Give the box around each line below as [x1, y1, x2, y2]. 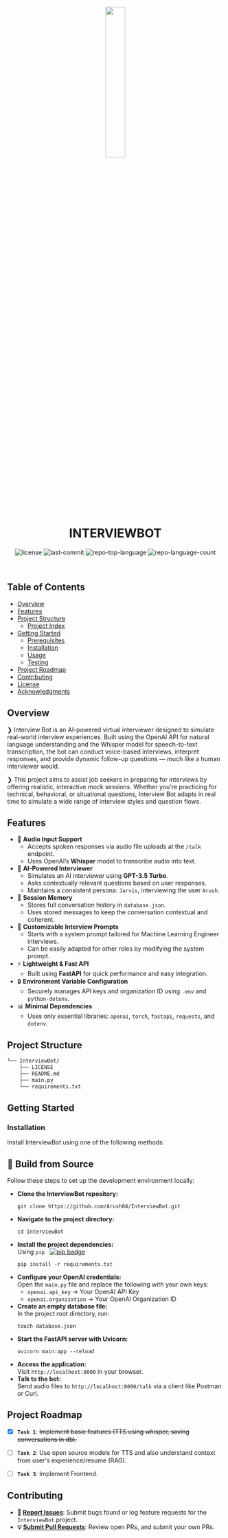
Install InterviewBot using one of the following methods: [7, 1138, 165, 1146]
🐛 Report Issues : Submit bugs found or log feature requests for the [16, 1508, 207, 1516]
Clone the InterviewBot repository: [16, 1190, 119, 1198]
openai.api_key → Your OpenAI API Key [27, 1288, 139, 1296]
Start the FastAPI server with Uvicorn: [16, 1335, 128, 1343]
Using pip [16, 1247, 45, 1256]
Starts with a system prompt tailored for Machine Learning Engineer [27, 930, 220, 938]
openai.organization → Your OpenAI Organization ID [27, 1295, 177, 1303]
